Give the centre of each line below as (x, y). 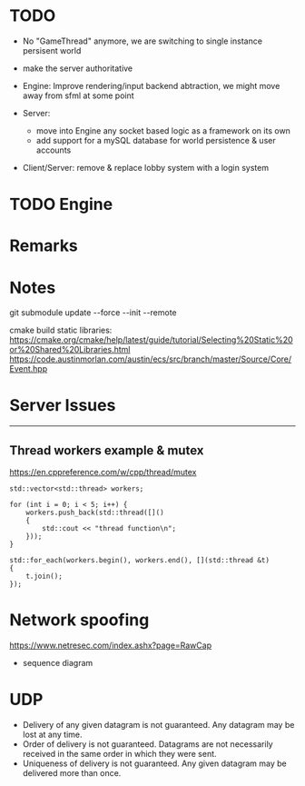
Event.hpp (29, 369)
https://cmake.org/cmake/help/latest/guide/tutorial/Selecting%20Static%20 (151, 340)
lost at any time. (53, 734)
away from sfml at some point (78, 95)
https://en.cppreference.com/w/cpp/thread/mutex (103, 472)
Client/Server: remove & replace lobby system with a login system (146, 167)
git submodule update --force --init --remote (93, 313)
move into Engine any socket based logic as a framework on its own (163, 130)
